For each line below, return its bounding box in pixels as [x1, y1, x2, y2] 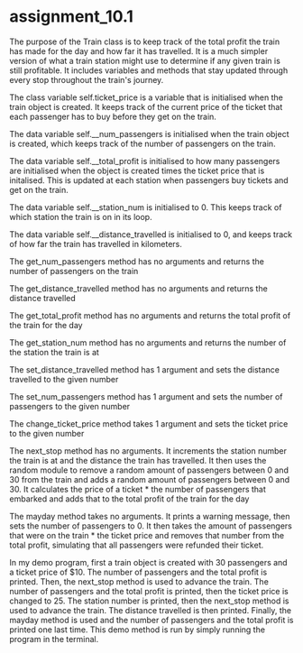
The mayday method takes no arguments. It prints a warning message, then [9, 510, 290, 521]
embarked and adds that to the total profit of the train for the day [9, 493, 250, 504]
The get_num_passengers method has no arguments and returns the [9, 255, 264, 267]
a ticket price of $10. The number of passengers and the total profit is [9, 566, 268, 577]
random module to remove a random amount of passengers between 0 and [9, 464, 289, 475]
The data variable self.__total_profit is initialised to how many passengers [9, 155, 280, 166]
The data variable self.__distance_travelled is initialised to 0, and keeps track [9, 228, 293, 240]
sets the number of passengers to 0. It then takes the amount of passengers [9, 520, 293, 531]
